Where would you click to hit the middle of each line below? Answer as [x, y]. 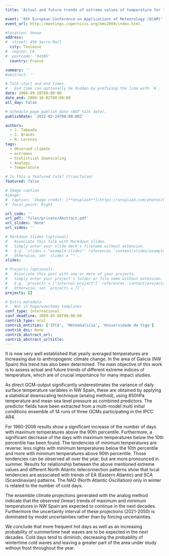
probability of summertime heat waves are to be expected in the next [77, 532]
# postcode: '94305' [28, 56]
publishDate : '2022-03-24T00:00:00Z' [45, 116]
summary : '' [18, 70]
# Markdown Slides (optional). [38, 237]
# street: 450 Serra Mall [33, 42]
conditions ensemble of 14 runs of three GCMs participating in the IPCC [79, 412]
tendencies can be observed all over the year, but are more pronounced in [82, 459]
